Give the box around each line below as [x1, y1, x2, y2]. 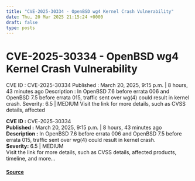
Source [6, 168, 25, 175]
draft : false [6, 19, 38, 25]
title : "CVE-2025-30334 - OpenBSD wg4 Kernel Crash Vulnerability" [6, 8, 175, 15]
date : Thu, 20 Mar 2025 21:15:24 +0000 [6, 14, 104, 20]
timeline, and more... [6, 155, 56, 162]
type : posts [6, 25, 35, 31]
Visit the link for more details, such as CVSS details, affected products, [6, 149, 177, 156]
